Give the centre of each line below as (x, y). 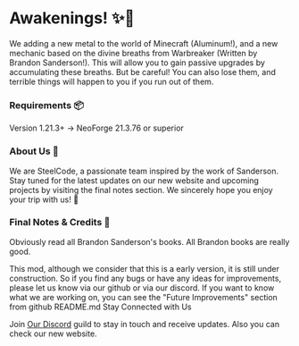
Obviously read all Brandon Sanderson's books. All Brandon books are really (149, 241)
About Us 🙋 (34, 151)
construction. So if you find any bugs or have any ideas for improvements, (145, 278)
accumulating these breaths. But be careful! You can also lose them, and (143, 72)
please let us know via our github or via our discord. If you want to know (142, 287)
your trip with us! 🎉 (44, 199)
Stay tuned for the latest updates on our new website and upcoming (134, 180)
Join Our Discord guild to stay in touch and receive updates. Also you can (144, 324)
